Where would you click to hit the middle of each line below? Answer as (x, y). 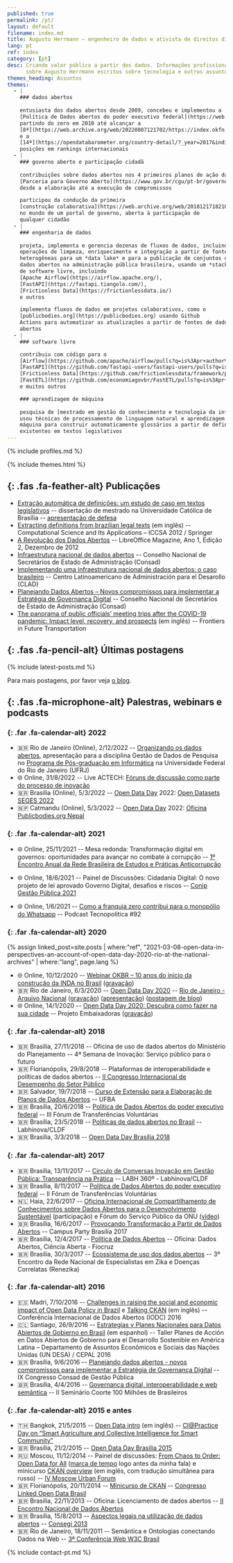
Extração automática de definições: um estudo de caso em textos (111, 503)
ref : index (23, 53)
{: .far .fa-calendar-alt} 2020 (57, 932)
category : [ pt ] (29, 59)
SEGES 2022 (35, 801)
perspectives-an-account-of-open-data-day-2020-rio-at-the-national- (109, 954)
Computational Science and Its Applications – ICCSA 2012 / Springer (115, 532)
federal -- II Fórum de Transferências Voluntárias (87, 1193)
